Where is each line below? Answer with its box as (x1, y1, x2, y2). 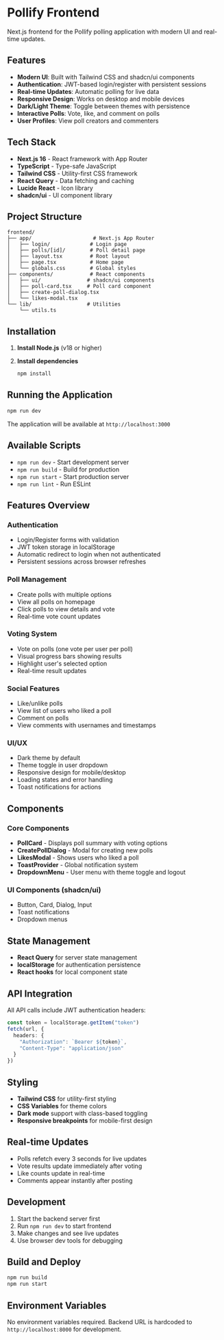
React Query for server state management (16, 953, 138, 962)
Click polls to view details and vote (16, 605, 115, 613)
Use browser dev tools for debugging (16, 1236, 123, 1245)
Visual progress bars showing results (16, 652, 122, 660)
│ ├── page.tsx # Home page (7, 259, 125, 266)
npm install (16, 370, 51, 378)
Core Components (7, 823, 70, 833)
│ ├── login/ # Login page (7, 241, 127, 248)
